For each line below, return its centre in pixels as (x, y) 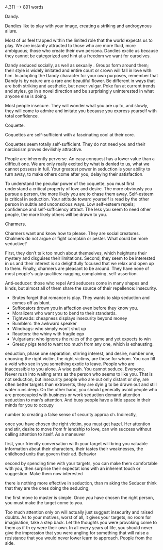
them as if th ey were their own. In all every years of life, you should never (79, 528)
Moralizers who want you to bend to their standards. (64, 313)
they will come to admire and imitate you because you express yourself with (81, 111)
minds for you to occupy (30, 405)
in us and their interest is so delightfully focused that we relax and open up (80, 263)
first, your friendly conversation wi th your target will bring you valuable (76, 443)
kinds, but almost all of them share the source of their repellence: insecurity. (81, 288)
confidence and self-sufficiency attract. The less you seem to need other (78, 209)
